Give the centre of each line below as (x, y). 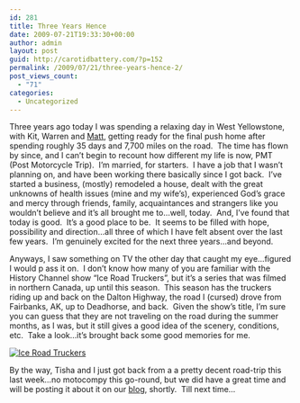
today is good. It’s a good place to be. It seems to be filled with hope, (140, 222)
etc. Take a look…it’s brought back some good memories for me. (130, 336)
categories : (32, 93)
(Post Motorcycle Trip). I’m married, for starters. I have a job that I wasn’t (146, 165)
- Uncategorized (48, 101)
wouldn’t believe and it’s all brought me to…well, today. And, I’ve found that (150, 213)
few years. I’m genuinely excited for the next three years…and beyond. (141, 242)
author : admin (36, 43)
